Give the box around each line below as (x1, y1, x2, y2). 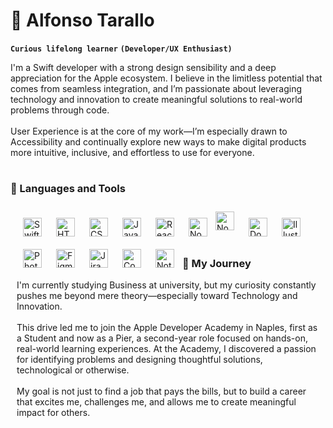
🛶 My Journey (182, 256, 252, 270)
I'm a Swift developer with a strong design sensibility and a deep (10, 61, 277, 73)
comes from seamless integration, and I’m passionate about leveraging (10, 82, 303, 94)
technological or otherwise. (16, 364, 130, 376)
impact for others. (16, 407, 91, 419)
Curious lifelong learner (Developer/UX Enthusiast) (10, 44, 233, 54)
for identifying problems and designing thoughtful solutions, (16, 354, 263, 366)
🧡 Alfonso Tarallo (10, 9, 155, 32)
